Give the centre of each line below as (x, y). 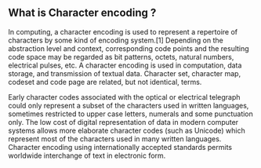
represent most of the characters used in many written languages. (115, 139)
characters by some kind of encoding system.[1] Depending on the (116, 40)
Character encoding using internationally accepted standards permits (120, 147)
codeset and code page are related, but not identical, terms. (105, 82)
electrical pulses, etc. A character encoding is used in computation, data (125, 65)
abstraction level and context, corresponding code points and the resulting (129, 48)
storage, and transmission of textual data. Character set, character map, (125, 73)
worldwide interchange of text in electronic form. (87, 155)
